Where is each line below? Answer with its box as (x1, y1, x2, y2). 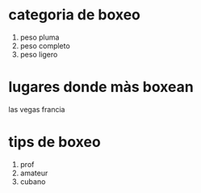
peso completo (19, 40, 70, 50)
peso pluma (19, 32, 60, 42)
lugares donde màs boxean (8, 78, 194, 96)
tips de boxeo (8, 133, 101, 151)
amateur (19, 168, 48, 178)
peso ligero (19, 49, 58, 59)
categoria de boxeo (8, 6, 141, 24)
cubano (19, 176, 46, 187)
